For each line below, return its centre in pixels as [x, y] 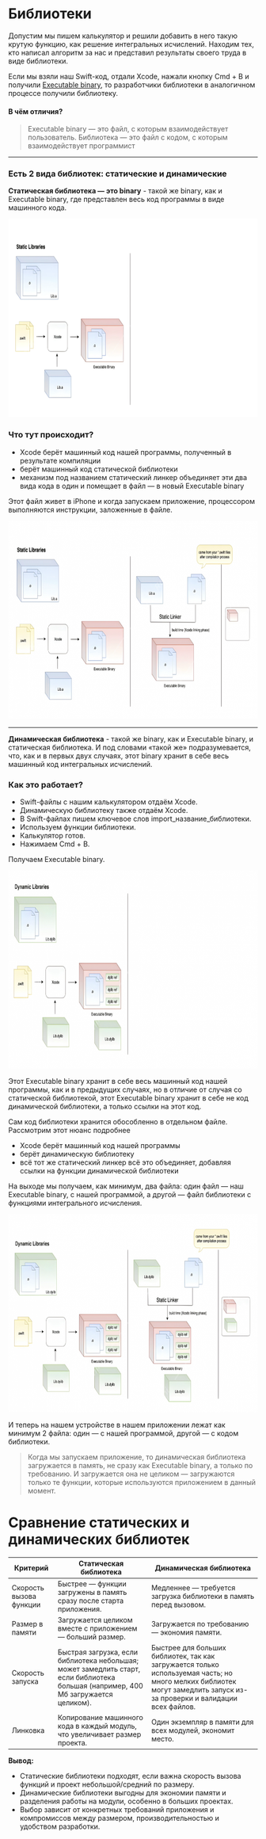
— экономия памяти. [187, 1632]
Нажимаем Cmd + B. [55, 844]
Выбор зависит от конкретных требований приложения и [117, 1809]
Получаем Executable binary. [57, 860]
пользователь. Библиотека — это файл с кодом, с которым [127, 137]
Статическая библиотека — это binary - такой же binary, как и [116, 191]
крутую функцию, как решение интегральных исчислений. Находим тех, [131, 44]
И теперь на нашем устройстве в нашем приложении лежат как [117, 1425]
